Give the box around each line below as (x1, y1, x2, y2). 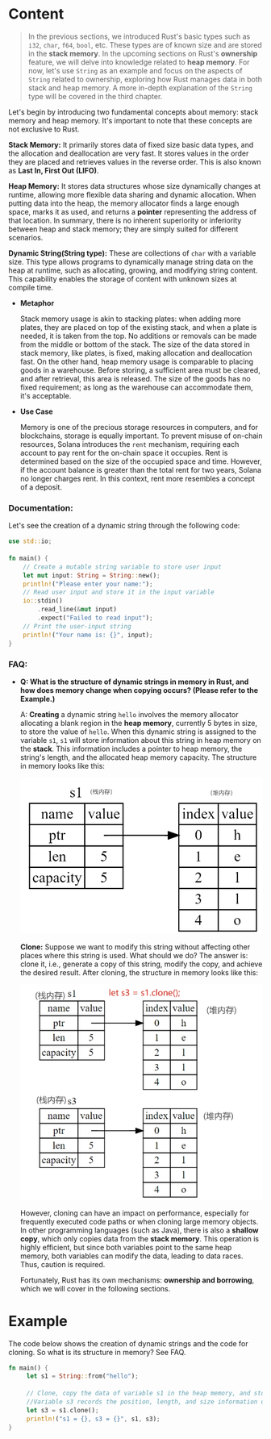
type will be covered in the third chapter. (27, 91, 163, 101)
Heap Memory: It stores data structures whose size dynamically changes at (8, 181, 261, 190)
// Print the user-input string (23, 622, 131, 630)
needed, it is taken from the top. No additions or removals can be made (19, 331, 257, 340)
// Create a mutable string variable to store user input (23, 562, 222, 571)
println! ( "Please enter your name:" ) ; (23, 580, 153, 588)
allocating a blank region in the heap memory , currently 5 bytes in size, (19, 718, 258, 728)
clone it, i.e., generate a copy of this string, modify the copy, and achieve (19, 959, 263, 969)
